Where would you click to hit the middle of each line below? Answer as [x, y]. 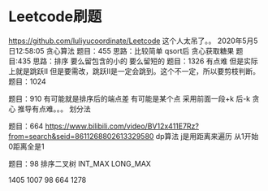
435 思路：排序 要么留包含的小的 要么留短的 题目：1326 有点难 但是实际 [138, 61]
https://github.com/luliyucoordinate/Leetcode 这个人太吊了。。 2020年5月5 [133, 41]
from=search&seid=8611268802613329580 [81, 136]
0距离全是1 [26, 146]
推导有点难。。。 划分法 [54, 109]
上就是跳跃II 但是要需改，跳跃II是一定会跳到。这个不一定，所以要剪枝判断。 [134, 71]
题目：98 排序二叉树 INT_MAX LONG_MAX [80, 163]
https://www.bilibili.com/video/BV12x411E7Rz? [122, 126]
